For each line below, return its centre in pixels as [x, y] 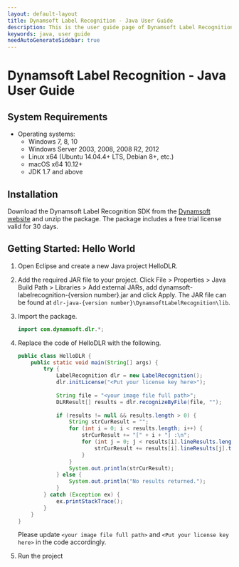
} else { [69, 475]
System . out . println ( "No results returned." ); [137, 482]
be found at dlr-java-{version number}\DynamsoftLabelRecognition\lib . [124, 302]
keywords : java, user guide [49, 34]
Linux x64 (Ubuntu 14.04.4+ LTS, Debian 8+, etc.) [101, 157]
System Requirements [58, 117]
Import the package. [47, 316]
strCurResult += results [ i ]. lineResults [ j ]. [161, 448]
